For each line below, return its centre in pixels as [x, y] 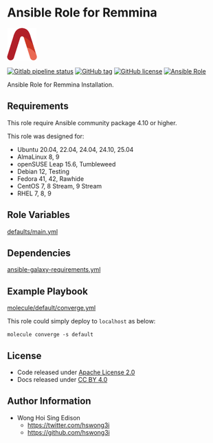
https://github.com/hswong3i [68, 432]
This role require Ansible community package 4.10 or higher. [92, 122]
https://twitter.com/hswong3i [68, 425]
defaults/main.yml [33, 231]
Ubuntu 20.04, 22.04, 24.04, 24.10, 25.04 [75, 149]
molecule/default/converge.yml [52, 308]
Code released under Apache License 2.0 [76, 372]
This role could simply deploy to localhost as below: [81, 321]
